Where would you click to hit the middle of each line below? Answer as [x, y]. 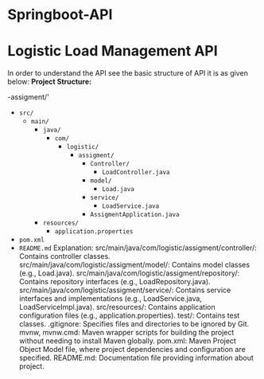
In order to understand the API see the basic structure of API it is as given [128, 73]
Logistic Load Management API [113, 51]
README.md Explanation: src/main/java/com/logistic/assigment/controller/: [138, 248]
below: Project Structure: [50, 82]
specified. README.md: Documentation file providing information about [136, 358]
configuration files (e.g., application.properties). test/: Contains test [129, 315]
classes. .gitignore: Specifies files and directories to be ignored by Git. [134, 324]
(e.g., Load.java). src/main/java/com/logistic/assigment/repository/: [129, 273]
